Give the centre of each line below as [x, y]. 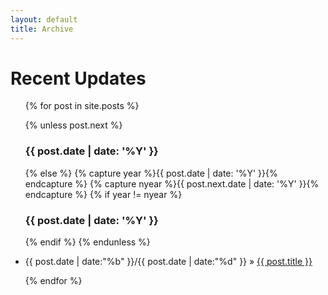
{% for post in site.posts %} [82, 106]
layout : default [44, 19]
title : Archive [42, 29]
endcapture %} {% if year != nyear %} [103, 194]
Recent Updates [78, 78]
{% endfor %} [53, 281]
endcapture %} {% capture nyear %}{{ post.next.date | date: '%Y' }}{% [172, 183]
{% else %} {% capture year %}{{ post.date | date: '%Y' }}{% [151, 173]
